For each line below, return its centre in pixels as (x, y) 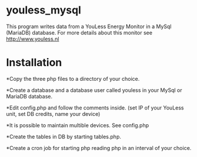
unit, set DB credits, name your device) (53, 114)
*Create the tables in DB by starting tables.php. (64, 136)
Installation (34, 63)
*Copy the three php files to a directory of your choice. (73, 78)
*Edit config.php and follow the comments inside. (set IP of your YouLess (95, 107)
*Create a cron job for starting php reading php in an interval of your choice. (99, 148)
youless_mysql (44, 10)
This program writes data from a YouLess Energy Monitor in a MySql (89, 26)
